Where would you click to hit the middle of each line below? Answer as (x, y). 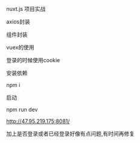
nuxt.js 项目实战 (26, 9)
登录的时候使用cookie (33, 60)
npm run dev (22, 110)
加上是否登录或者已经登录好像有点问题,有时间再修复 (71, 134)
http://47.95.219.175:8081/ (38, 121)
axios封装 (18, 22)
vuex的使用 (20, 47)
